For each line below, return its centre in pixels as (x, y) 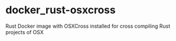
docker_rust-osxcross (61, 10)
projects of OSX (25, 32)
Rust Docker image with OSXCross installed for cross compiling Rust (88, 26)
